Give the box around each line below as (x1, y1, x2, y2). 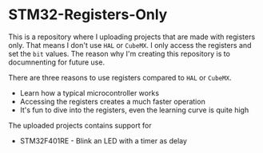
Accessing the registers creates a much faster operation (19, 96, 205, 106)
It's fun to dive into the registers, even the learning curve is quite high (19, 105, 249, 115)
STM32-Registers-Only (8, 6, 168, 24)
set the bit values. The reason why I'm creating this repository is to (8, 49, 230, 58)
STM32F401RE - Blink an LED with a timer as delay (19, 135, 188, 145)
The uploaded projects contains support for (8, 120, 152, 130)
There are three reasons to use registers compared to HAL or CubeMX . (8, 73, 232, 82)
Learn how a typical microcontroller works (19, 88, 160, 97)
